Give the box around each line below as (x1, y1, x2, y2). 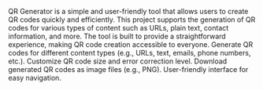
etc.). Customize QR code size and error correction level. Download (8, 56, 228, 66)
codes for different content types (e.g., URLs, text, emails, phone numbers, (8, 49, 251, 57)
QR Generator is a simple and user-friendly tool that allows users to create (8, 7, 249, 16)
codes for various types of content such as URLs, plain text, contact (8, 23, 229, 32)
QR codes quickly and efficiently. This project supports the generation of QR (8, 15, 256, 24)
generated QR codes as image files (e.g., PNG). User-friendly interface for (8, 65, 249, 74)
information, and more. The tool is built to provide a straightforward (8, 31, 226, 41)
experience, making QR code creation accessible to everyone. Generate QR (8, 40, 254, 49)
